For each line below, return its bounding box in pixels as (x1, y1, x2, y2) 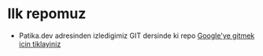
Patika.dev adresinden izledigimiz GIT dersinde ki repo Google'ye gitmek (18, 31, 255, 40)
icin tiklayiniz (18, 39, 61, 48)
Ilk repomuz (7, 5, 87, 23)
